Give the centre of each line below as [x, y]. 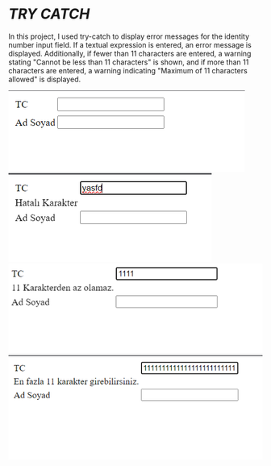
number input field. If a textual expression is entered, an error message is [130, 44]
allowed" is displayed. [45, 79]
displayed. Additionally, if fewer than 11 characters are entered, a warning [130, 53]
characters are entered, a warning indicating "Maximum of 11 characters [128, 70]
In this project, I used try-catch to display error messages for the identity [129, 36]
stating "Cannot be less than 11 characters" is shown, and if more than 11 [129, 62]
